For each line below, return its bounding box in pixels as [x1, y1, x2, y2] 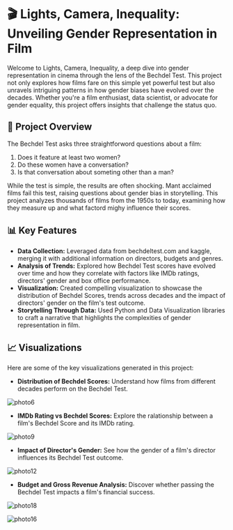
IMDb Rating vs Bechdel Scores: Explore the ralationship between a [17, 411, 214, 420]
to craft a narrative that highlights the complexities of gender [17, 313, 191, 321]
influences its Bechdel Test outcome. [17, 453, 124, 462]
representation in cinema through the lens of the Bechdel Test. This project [7, 71, 223, 79]
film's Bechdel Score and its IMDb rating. [17, 419, 135, 427]
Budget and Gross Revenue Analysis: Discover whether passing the [17, 480, 214, 489]
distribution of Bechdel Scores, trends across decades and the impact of [17, 291, 226, 299]
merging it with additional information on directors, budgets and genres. [17, 254, 224, 262]
